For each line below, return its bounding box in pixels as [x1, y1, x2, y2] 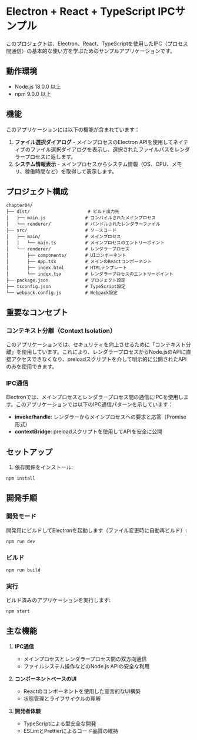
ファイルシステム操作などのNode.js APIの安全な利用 [23, 662, 150, 669]
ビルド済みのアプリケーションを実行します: [6, 597, 111, 604]
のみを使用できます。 [6, 363, 58, 370]
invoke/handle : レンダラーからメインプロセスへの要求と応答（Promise [14, 413, 187, 420]
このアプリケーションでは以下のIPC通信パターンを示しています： [15, 401, 173, 408]
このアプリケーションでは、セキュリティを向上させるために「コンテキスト [6, 341, 186, 348]
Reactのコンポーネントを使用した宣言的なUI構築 [23, 688, 141, 695]
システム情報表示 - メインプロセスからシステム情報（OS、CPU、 [14, 160, 172, 168]
